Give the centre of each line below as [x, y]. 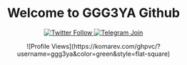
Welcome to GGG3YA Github [93, 13]
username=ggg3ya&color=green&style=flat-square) [93, 54]
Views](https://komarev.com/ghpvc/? [106, 46]
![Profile [38, 46]
